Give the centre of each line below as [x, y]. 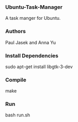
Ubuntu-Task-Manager [34, 7]
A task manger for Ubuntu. [33, 18]
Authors [16, 32]
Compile [16, 80]
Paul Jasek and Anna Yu [31, 42]
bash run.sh [18, 115]
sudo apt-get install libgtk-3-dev [39, 67]
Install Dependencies [32, 55]
